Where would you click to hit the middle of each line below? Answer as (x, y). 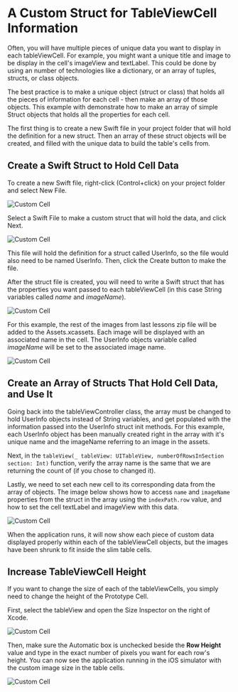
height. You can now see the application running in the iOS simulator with (114, 660)
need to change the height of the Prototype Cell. (78, 596)
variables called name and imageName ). (67, 297)
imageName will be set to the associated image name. (87, 347)
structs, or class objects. (43, 78)
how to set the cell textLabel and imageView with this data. (93, 507)
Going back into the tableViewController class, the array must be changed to (119, 411)
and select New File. (37, 190)
